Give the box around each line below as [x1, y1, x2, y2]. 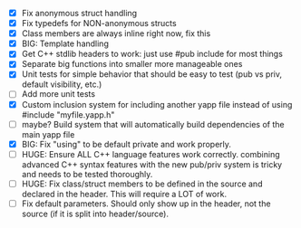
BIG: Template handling [21, 38, 110, 49]
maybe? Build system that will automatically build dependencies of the [21, 119, 285, 129]
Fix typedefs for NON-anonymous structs [21, 18, 178, 29]
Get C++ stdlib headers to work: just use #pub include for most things [21, 49, 283, 60]
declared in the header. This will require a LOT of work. [21, 188, 228, 199]
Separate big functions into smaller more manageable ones [21, 59, 243, 70]
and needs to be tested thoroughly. [21, 168, 153, 179]
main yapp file [21, 128, 75, 139]
